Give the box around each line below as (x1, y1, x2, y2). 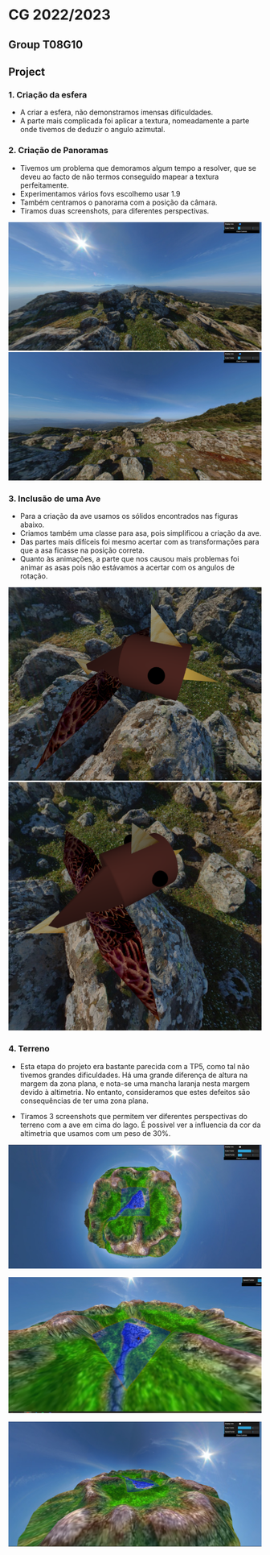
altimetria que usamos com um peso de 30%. (19, 1128, 171, 1138)
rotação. (19, 571, 48, 581)
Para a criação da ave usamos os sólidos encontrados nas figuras (19, 512, 239, 521)
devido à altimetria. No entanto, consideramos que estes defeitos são (19, 1087, 251, 1097)
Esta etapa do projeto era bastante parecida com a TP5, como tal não (19, 1061, 251, 1071)
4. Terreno (8, 1043, 50, 1055)
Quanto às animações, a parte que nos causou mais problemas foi (19, 554, 239, 564)
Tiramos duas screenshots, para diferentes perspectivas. (19, 205, 210, 215)
